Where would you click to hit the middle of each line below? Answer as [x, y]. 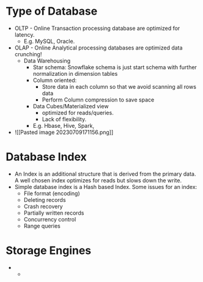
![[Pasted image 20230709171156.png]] [64, 132]
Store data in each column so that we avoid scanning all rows [119, 86]
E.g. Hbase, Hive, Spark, [64, 125]
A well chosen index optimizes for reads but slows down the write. [98, 180]
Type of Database [52, 11]
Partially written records [54, 213]
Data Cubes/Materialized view [71, 106]
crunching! [28, 54]
